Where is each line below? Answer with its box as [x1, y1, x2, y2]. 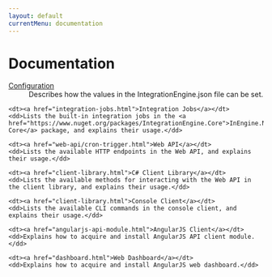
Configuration [8, 81, 55, 91]
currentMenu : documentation [8, 19, 104, 28]
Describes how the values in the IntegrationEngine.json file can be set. [28, 90, 264, 100]
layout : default [8, 11, 63, 20]
